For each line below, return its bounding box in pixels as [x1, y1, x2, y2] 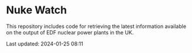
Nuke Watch [6, 3, 68, 17]
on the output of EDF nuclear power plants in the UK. [6, 29, 134, 36]
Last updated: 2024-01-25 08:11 [6, 40, 83, 47]
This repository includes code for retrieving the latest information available [6, 23, 187, 30]
